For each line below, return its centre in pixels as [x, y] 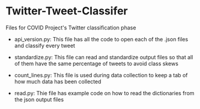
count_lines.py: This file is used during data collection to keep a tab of [101, 75]
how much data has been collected [58, 81]
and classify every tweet [45, 46]
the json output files [39, 99]
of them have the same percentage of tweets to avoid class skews [96, 63]
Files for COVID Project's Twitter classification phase [71, 28]
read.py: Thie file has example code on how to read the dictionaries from [104, 93]
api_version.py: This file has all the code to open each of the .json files [101, 39]
